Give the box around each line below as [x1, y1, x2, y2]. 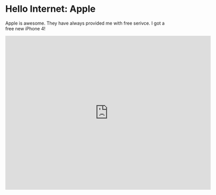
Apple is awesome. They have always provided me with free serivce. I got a [5, 20, 165, 26]
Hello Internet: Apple [5, 3, 96, 15]
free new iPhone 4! [5, 25, 46, 31]
